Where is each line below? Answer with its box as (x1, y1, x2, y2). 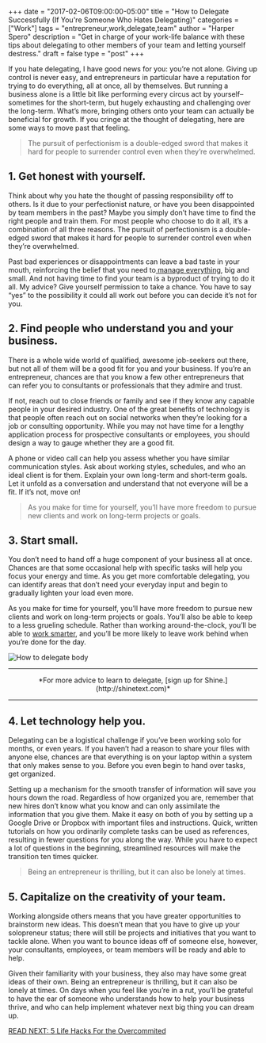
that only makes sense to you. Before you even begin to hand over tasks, (8, 761, 245, 770)
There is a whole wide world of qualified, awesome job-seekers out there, (8, 355, 249, 365)
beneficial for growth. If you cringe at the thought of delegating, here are (8, 115, 245, 124)
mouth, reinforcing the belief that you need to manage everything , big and (8, 265, 249, 274)
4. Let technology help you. (8, 714, 146, 728)
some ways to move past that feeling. (8, 123, 131, 132)
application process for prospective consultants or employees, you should (8, 430, 250, 439)
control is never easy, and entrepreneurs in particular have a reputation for (8, 73, 251, 82)
